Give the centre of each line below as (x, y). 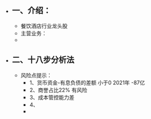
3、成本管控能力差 (52, 97)
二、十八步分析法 (43, 60)
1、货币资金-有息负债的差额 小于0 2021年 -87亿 (87, 82)
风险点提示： (36, 75)
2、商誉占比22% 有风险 (58, 90)
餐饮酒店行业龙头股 (44, 26)
